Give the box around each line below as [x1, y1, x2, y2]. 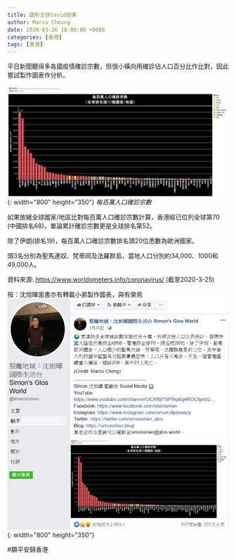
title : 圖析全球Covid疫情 [7, 11, 77, 18]
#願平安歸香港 [7, 545, 48, 554]
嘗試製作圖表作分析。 [7, 71, 69, 79]
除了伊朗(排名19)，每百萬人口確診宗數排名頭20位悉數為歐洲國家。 [7, 236, 198, 246]
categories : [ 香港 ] [7, 34, 63, 41]
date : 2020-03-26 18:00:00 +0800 [7, 26, 105, 33]
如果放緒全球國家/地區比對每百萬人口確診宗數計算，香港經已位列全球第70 [7, 213, 220, 222]
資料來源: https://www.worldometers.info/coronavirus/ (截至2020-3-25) [7, 275, 215, 284]
